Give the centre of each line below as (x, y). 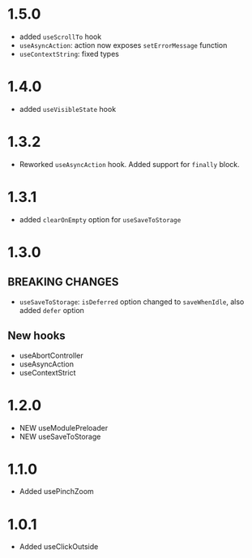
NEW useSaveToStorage (60, 436)
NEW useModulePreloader (64, 427)
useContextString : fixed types (69, 54)
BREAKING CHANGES (63, 282)
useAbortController (51, 355)
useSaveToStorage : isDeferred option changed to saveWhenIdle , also (132, 302)
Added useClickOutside (59, 547)
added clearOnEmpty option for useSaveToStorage (100, 219)
